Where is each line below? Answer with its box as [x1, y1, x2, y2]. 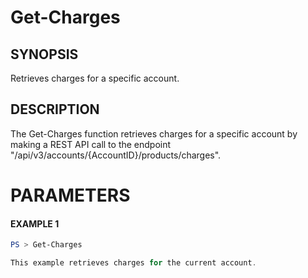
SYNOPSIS [10, 46, 79, 63]
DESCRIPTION [10, 101, 100, 118]
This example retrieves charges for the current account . [10, 258, 257, 268]
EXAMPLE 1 [10, 217, 60, 230]
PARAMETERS [10, 184, 131, 206]
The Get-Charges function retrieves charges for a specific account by [10, 127, 298, 140]
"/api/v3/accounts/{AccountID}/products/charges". [10, 149, 222, 161]
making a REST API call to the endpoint [10, 138, 172, 150]
